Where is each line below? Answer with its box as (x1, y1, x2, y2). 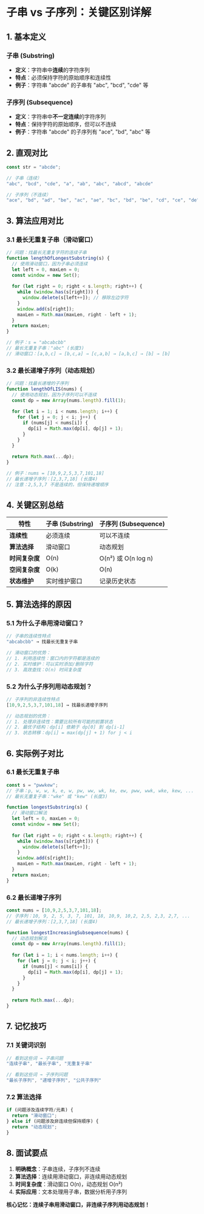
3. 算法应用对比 (6, 215, 64, 226)
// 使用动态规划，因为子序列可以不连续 (12, 392, 97, 398)
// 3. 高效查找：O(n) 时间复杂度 (6, 666, 82, 673)
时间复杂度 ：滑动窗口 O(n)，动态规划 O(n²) (15, 1180, 123, 1187)
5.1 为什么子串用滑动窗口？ (6, 619, 84, 627)
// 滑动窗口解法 (12, 810, 47, 816)
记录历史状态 (99, 577, 137, 585)
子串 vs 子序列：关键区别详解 (6, 5, 152, 19)
